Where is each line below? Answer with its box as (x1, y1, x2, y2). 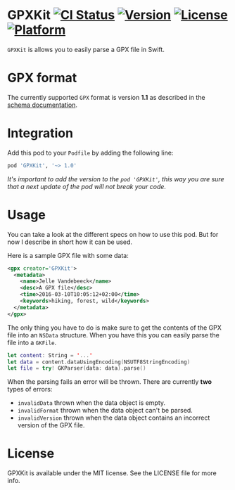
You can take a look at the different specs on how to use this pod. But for (7, 230, 219, 238)
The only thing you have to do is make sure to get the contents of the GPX (7, 323, 222, 332)
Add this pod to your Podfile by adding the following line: (7, 148, 174, 157)
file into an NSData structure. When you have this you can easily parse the (7, 330, 220, 339)
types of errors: (7, 385, 53, 394)
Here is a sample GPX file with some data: (7, 251, 129, 259)
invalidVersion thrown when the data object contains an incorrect (17, 413, 210, 422)
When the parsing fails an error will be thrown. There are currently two (7, 378, 212, 386)
